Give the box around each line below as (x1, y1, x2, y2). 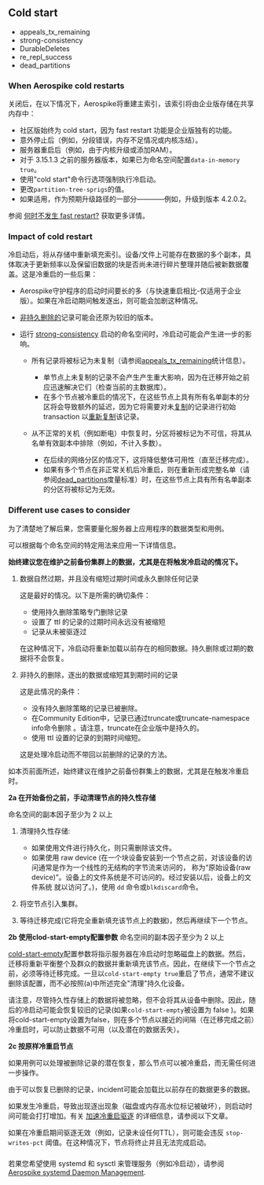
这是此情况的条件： (19, 687, 82, 696)
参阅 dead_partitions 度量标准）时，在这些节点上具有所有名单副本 (42, 475, 252, 484)
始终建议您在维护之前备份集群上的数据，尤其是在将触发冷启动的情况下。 (8, 557, 242, 567)
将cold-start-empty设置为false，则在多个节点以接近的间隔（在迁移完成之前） (8, 1014, 255, 1024)
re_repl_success (19, 52, 73, 61)
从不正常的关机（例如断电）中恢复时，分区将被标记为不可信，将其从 (31, 428, 252, 438)
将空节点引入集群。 (19, 899, 82, 908)
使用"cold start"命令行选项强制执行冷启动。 (19, 174, 161, 184)
